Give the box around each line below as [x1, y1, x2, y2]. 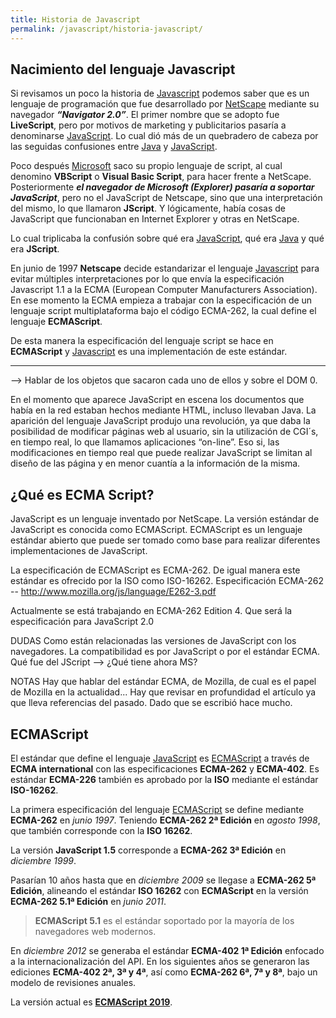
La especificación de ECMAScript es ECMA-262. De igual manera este [10, 564, 301, 576]
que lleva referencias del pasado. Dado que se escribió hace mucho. [10, 697, 293, 709]
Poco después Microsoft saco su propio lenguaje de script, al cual [10, 160, 283, 172]
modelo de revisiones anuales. [10, 976, 137, 988]
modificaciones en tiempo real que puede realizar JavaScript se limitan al [10, 447, 313, 459]
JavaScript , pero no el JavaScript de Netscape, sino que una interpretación [10, 192, 323, 204]
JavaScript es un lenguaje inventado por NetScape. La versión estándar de [10, 513, 320, 525]
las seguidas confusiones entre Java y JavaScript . [10, 141, 218, 153]
